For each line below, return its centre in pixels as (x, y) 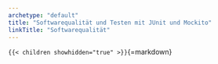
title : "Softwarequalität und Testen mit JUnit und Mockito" (110, 23)
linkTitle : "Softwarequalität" (59, 30)
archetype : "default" (44, 15)
